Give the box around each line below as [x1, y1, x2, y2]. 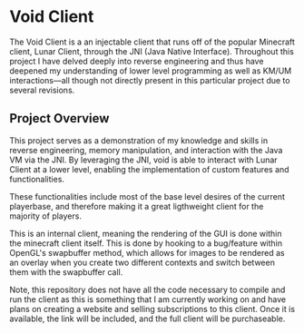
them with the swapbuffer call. [9, 266, 123, 278]
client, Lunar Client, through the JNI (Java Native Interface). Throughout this [9, 45, 295, 56]
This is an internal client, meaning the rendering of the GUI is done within [9, 228, 282, 239]
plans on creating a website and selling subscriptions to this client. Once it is [9, 303, 296, 314]
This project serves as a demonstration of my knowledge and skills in [9, 134, 269, 146]
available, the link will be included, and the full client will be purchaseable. [9, 313, 286, 324]
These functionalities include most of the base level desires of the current [9, 191, 286, 201]
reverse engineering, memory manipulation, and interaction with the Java [9, 144, 283, 155]
